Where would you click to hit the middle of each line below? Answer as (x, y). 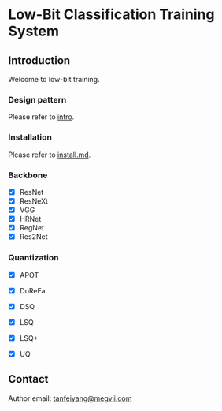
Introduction (39, 60)
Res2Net (33, 237)
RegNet (32, 228)
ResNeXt (34, 201)
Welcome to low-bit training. (54, 79)
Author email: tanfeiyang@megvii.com (70, 398)
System (34, 31)
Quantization (33, 258)
